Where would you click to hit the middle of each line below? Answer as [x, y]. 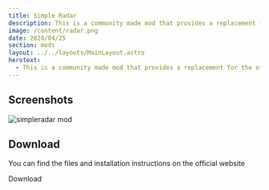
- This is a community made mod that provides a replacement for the [134, 68]
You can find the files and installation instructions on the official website [127, 164]
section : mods [32, 46]
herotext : [25, 61]
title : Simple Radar [43, 16]
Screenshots [41, 100]
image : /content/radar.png [53, 30]
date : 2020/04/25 [37, 38]
